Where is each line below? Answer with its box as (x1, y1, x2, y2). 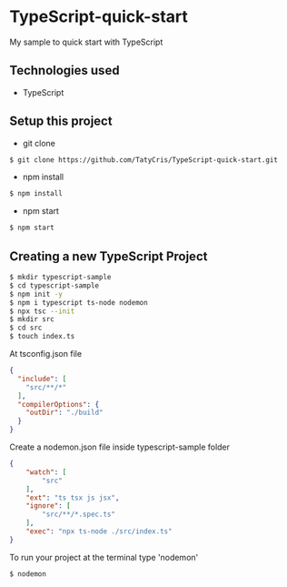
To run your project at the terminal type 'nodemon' (9, 552, 199, 562)
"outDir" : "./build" (25, 408, 104, 418)
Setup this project (9, 114, 113, 129)
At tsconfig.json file (9, 349, 83, 359)
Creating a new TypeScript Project (9, 248, 208, 264)
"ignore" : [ (25, 501, 71, 511)
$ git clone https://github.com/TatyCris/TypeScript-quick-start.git (9, 155, 279, 165)
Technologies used (9, 63, 120, 78)
